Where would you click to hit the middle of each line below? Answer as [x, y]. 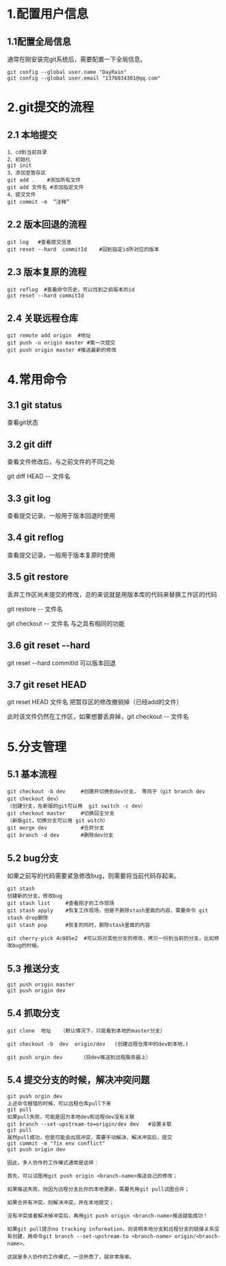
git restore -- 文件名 [35, 609]
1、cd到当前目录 [27, 152]
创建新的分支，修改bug [35, 896]
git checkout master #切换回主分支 [61, 814]
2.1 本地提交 [32, 135]
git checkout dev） [34, 799]
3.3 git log [29, 498]
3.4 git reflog [35, 537]
